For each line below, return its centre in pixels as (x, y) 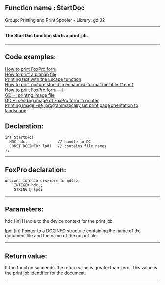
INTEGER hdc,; (28, 185)
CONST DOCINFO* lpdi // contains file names (58, 146)
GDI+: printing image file (30, 95)
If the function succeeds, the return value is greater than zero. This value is (81, 268)
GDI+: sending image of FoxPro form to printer (52, 100)
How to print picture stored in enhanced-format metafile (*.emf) (69, 84)
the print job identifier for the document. (46, 273)
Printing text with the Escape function (43, 79)
